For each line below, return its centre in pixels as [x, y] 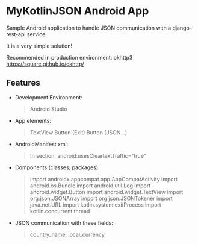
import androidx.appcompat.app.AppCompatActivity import [104, 179]
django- [182, 28]
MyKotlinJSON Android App [78, 11]
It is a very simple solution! [39, 46]
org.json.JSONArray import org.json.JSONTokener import [101, 198]
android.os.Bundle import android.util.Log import [90, 186]
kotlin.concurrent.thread [60, 211]
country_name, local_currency [67, 234]
